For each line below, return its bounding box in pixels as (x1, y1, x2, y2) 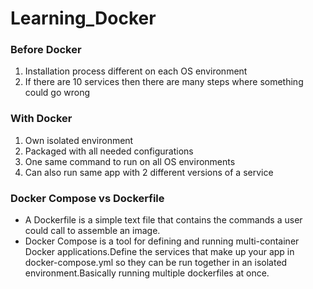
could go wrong (24, 87, 91, 99)
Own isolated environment (24, 134, 134, 146)
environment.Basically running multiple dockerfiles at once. (24, 267, 270, 279)
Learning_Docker (10, 7, 157, 30)
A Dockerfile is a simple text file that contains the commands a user (24, 214, 303, 226)
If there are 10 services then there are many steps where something (24, 76, 304, 88)
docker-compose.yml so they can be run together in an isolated (24, 257, 288, 269)
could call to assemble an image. (24, 225, 161, 237)
